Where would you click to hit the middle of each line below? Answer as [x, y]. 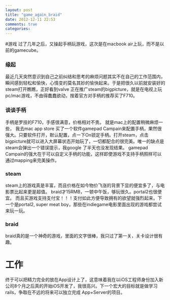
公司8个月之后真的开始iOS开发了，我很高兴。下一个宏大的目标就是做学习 [81, 286]
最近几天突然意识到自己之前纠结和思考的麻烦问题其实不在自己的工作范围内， [85, 77]
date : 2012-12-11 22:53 [30, 19]
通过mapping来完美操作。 [32, 160]
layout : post [19, 10]
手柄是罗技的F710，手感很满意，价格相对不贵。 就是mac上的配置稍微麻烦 [82, 122]
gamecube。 [27, 50]
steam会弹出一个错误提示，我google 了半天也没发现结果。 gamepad [77, 147]
